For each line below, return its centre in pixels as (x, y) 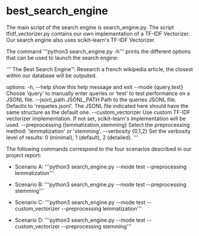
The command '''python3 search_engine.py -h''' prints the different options (99, 51)
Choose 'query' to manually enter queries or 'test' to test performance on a (98, 93)
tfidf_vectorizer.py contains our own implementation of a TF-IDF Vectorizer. (98, 33)
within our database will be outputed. (51, 75)
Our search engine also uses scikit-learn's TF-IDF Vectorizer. (81, 40)
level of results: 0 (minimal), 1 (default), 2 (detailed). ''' (72, 137)
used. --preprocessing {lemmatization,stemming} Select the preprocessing (98, 125)
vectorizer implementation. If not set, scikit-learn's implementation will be (96, 118)
